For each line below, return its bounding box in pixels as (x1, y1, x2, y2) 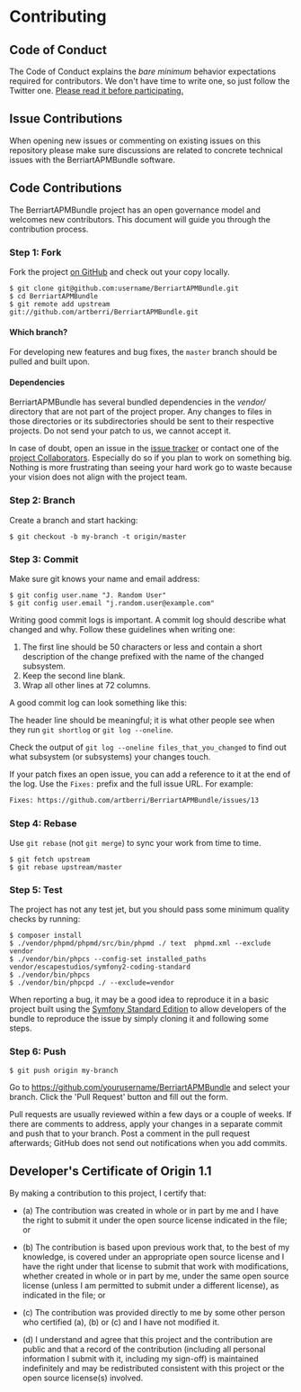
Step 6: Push (9, 1045, 66, 1058)
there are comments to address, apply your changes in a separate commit (9, 1118, 283, 1129)
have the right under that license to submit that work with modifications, (22, 1260, 289, 1271)
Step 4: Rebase (9, 817, 78, 830)
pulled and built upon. (9, 356, 90, 367)
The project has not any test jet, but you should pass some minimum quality (9, 904, 290, 915)
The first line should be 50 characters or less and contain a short (22, 641, 262, 652)
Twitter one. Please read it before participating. (9, 86, 184, 96)
